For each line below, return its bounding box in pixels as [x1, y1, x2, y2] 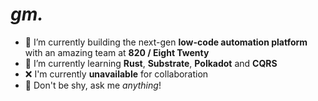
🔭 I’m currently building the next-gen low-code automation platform [24, 36, 308, 48]
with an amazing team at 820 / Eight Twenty [24, 46, 210, 58]
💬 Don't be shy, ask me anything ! [24, 79, 162, 91]
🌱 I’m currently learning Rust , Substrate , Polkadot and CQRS [24, 57, 278, 69]
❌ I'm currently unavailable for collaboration [24, 68, 209, 80]
